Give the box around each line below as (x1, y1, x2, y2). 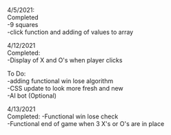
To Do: (7, 69, 26, 78)
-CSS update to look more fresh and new (7, 84, 124, 92)
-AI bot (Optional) (7, 91, 57, 100)
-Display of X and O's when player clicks (7, 56, 123, 64)
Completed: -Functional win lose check (7, 112, 119, 120)
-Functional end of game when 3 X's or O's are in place (7, 120, 165, 127)
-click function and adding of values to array (7, 28, 134, 36)
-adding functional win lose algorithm (7, 77, 114, 85)
